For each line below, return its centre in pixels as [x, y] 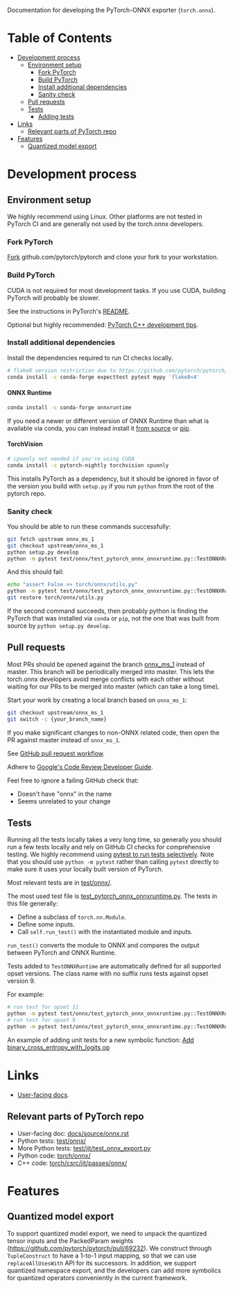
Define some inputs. [46, 924]
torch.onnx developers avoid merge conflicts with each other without [106, 679]
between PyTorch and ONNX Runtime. [62, 953]
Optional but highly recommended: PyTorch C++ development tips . [103, 325]
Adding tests [56, 116]
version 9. [21, 981]
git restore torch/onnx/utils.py [55, 598]
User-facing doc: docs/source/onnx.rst [73, 1133]
